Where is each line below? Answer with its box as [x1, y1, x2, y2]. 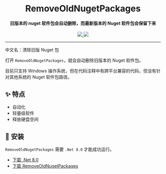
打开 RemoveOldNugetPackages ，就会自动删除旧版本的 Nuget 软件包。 [5, 57, 144, 63]
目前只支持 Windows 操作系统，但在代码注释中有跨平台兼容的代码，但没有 [5, 68, 157, 74]
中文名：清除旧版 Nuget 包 [5, 47, 59, 53]
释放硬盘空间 [12, 117, 39, 123]
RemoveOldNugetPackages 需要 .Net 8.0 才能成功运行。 [5, 146, 115, 152]
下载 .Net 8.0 [12, 157, 39, 163]
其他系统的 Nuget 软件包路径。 [9, 74, 73, 80]
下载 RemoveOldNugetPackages [12, 163, 79, 169]
